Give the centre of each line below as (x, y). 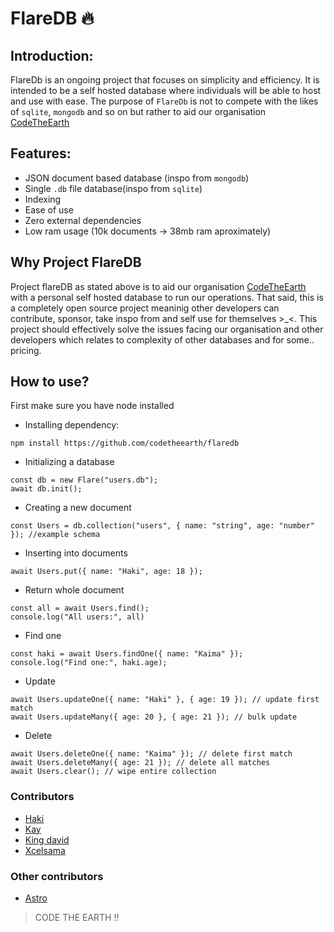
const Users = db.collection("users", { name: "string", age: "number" (162, 526)
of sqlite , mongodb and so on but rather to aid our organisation (138, 111)
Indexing (43, 199)
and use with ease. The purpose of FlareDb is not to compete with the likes (164, 101)
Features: (41, 153)
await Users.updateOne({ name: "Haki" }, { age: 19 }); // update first (165, 700)
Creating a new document (78, 508)
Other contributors (57, 876)
